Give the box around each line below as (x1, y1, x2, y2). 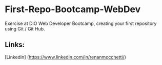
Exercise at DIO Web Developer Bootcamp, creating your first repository (5, 20, 157, 26)
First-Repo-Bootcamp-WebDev (5, 4, 141, 15)
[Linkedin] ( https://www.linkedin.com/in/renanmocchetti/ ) (5, 54, 127, 60)
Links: (5, 41, 25, 49)
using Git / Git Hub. (5, 25, 45, 31)
